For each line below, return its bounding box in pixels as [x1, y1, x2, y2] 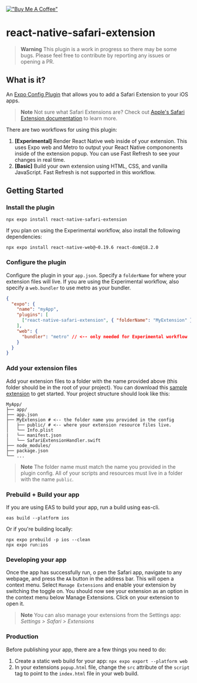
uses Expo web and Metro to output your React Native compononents [14, 144, 184, 151]
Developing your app [6, 555, 67, 564]
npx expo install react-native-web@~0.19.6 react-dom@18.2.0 [6, 245, 159, 251]
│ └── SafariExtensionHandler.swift [6, 437, 101, 444]
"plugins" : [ [16, 312, 49, 318]
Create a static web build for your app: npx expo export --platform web [14, 657, 188, 664]
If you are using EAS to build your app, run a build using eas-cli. [6, 504, 160, 511]
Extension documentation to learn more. [20, 115, 118, 122]
